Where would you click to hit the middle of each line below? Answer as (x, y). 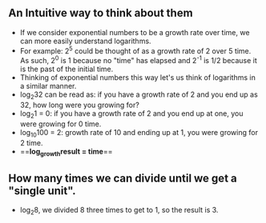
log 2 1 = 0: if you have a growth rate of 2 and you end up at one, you (131, 114)
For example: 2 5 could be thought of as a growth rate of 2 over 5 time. (135, 50)
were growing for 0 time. (60, 124)
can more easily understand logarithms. (85, 41)
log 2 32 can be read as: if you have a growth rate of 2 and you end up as (139, 95)
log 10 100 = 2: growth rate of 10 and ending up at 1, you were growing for (139, 133)
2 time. (31, 142)
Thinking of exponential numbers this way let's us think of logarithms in (138, 78)
